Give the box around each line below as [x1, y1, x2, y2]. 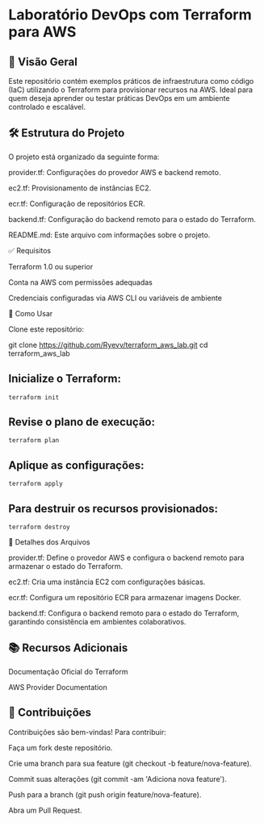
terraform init [8, 393, 60, 401]
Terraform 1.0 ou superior [8, 261, 94, 271]
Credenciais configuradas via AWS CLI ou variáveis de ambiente [8, 293, 222, 303]
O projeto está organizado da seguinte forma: [8, 152, 160, 161]
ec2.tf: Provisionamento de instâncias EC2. [8, 183, 152, 193]
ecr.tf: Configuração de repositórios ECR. [8, 198, 145, 208]
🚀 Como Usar [8, 308, 53, 318]
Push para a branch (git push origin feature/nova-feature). [8, 789, 202, 800]
